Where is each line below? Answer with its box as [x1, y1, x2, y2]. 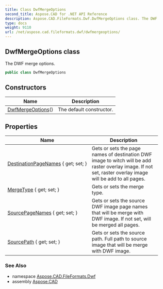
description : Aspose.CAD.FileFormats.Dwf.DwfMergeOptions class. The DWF [5, 16, 158, 21]
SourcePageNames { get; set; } [7, 209, 78, 216]
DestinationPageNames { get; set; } [7, 160, 87, 167]
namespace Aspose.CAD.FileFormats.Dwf [12, 273, 96, 279]
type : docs [5, 20, 27, 26]
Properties [5, 122, 38, 131]
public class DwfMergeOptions [5, 70, 66, 75]
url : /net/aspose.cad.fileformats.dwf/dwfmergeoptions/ [5, 30, 120, 34]
